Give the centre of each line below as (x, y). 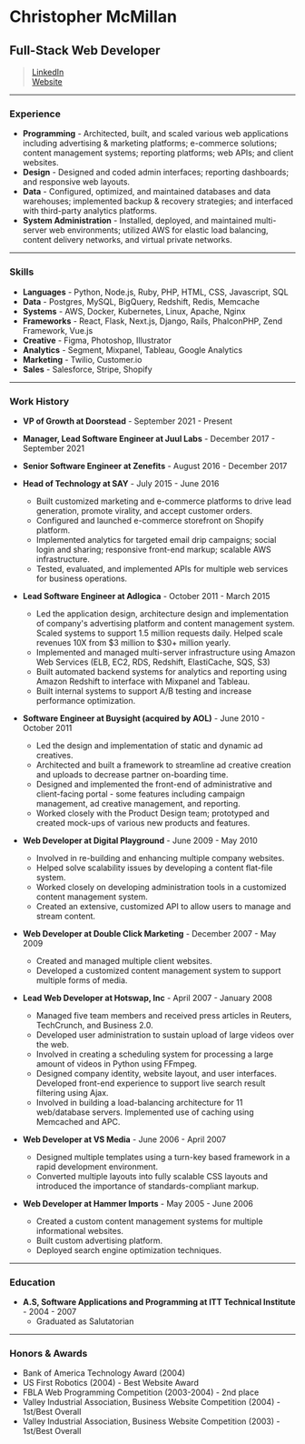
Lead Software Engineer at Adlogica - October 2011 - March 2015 (146, 596)
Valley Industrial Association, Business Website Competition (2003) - (151, 1421)
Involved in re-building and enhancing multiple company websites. (160, 857)
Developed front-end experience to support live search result (151, 1083)
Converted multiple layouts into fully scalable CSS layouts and (152, 1176)
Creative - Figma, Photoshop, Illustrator (97, 340)
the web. (53, 1044)
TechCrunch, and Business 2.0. (95, 1025)
